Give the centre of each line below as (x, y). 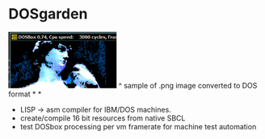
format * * (25, 94)
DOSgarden (48, 14)
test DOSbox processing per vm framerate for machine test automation (138, 126)
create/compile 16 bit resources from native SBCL (103, 118)
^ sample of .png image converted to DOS (188, 85)
